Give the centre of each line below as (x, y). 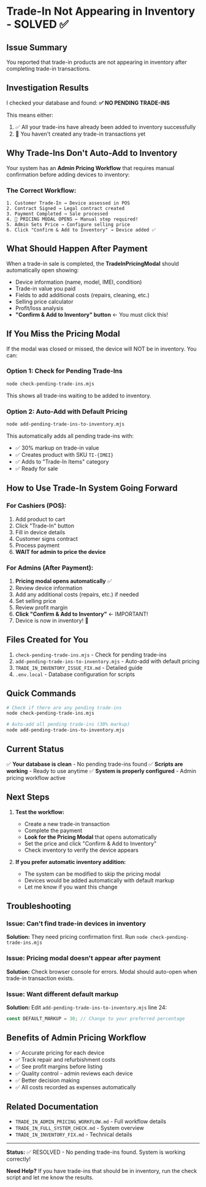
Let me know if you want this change (71, 887)
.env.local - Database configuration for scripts (75, 674)
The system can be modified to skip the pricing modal (92, 874)
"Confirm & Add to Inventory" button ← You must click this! (92, 314)
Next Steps (28, 797)
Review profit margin (41, 607)
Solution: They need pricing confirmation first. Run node (77, 937)
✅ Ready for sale (36, 469)
